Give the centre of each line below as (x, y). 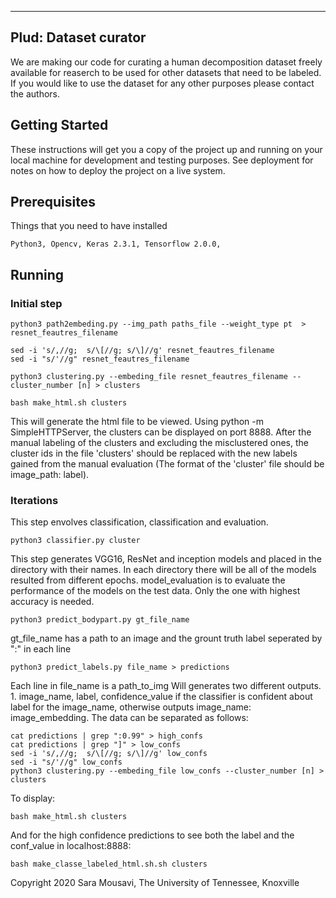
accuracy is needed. (52, 602)
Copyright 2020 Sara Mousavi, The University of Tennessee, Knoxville (155, 883)
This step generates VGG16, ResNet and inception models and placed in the (166, 559)
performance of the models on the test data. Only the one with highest (155, 591)
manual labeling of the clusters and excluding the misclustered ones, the (159, 443)
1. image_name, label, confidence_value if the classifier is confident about (161, 697)
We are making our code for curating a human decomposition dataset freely (166, 62)
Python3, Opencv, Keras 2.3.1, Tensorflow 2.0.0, (116, 244)
